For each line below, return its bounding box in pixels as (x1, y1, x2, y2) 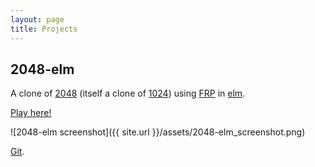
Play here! (10, 107, 52, 119)
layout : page (10, 14, 65, 25)
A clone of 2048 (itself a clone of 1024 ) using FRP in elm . (10, 87, 246, 100)
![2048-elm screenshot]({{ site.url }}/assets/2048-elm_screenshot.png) (10, 126, 306, 138)
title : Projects (10, 24, 78, 34)
